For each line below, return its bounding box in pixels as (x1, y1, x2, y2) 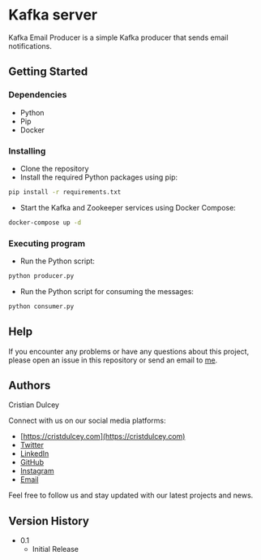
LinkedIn (19, 449, 49, 458)
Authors (8, 378, 51, 392)
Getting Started (8, 65, 88, 79)
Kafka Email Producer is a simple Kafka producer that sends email (8, 33, 229, 42)
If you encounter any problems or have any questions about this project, (8, 346, 250, 356)
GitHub (19, 458, 45, 467)
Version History (8, 514, 89, 527)
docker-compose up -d (8, 218, 82, 227)
